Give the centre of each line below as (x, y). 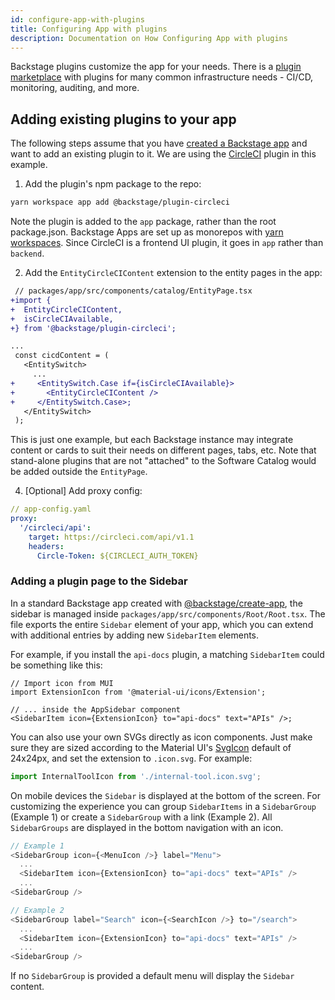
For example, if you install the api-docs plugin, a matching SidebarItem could (167, 654)
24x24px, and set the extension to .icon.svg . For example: (131, 758)
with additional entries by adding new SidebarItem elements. (135, 635)
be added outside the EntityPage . (79, 472)
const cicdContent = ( (62, 356)
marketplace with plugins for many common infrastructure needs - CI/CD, (162, 77)
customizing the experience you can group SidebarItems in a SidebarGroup (163, 806)
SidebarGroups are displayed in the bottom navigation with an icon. (147, 827)
